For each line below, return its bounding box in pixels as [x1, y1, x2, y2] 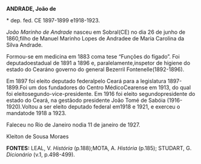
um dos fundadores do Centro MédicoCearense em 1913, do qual [28, 84, 191, 91]
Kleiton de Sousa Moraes [6, 133, 69, 140]
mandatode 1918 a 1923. [6, 110, 67, 116]
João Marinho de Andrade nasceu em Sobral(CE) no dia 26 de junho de [6, 28, 186, 36]
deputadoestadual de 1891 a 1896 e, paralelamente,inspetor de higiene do [6, 60, 191, 66]
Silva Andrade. [6, 42, 43, 48]
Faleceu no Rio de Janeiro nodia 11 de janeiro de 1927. [6, 121, 140, 128]
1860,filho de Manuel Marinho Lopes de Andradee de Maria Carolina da [6, 35, 185, 42]
